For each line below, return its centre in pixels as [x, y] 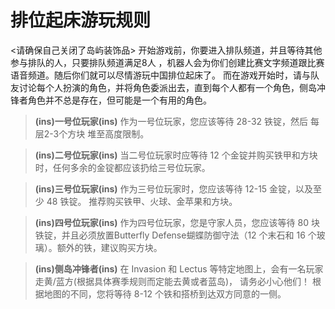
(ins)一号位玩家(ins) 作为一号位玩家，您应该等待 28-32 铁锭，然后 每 [177, 121]
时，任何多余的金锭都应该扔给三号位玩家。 [122, 167]
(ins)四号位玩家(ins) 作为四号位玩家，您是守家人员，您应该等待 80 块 [177, 222]
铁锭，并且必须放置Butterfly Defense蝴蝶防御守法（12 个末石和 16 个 [175, 235]
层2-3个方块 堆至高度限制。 [92, 133]
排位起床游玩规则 [81, 20]
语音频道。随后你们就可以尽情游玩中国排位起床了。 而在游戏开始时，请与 [160, 75]
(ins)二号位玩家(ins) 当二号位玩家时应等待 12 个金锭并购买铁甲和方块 [176, 155]
